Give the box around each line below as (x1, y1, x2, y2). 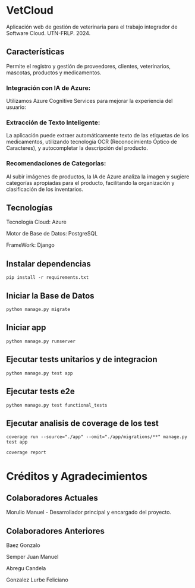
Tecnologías (6, 203, 53, 213)
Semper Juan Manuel (6, 554, 59, 561)
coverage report (6, 449, 46, 455)
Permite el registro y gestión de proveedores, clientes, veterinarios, (6, 62, 171, 70)
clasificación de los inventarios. (6, 185, 83, 193)
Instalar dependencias (6, 259, 91, 269)
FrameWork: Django (6, 241, 55, 249)
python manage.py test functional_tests (6, 402, 108, 408)
